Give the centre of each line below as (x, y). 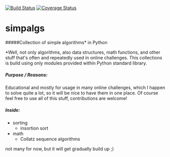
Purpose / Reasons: (26, 75)
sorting (20, 122)
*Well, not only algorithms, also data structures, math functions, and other (83, 52)
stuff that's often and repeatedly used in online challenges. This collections (84, 57)
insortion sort (34, 128)
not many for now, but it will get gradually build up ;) (60, 149)
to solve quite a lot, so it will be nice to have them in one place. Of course (82, 93)
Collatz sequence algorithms (50, 139)
